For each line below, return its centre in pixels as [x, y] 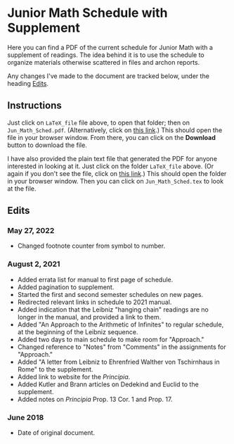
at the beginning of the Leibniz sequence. [78, 331]
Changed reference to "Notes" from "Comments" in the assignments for [122, 347]
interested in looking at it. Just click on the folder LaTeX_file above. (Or [111, 166]
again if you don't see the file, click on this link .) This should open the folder [117, 173]
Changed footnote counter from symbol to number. [91, 246]
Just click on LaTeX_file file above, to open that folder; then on [99, 122]
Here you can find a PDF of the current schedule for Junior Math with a [110, 47]
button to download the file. [47, 145]
